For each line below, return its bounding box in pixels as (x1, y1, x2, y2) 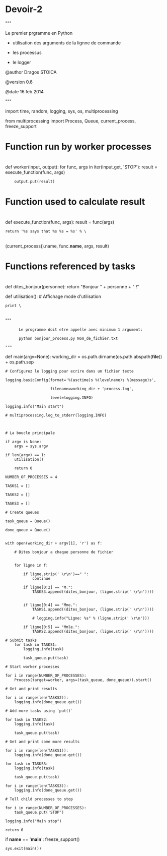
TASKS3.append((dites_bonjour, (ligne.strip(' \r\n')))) (32, 589, 154, 594)
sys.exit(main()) (5, 846, 42, 851)
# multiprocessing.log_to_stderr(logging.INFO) (5, 413, 107, 418)
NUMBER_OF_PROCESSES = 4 (5, 475, 57, 480)
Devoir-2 (5, 4, 43, 15)
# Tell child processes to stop (5, 797, 73, 802)
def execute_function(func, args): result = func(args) (5, 219, 115, 225)
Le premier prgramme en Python (5, 30, 73, 36)
